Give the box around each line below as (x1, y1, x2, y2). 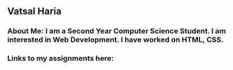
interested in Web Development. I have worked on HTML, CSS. (7, 35, 224, 44)
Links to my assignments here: (7, 53, 114, 63)
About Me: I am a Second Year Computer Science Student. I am (7, 26, 227, 36)
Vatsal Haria (7, 6, 62, 17)
